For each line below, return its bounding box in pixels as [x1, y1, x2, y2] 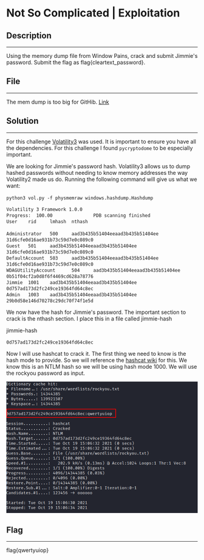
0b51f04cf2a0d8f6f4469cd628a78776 [6, 273, 94, 280]
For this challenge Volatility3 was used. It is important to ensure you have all [6, 138, 196, 145]
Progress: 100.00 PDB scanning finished [6, 212, 151, 219]
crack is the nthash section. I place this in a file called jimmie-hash [6, 314, 172, 322]
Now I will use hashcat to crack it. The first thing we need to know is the [6, 350, 186, 357]
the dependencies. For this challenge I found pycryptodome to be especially [6, 144, 193, 152]
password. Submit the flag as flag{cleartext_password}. [6, 58, 146, 66]
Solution [6, 116, 39, 126]
